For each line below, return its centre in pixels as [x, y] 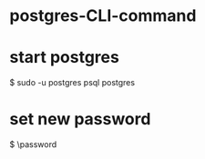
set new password [80, 119]
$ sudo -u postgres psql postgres [72, 83]
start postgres [65, 58]
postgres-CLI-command [103, 16]
